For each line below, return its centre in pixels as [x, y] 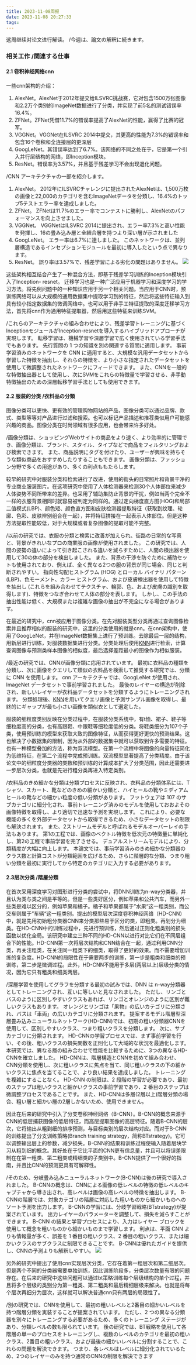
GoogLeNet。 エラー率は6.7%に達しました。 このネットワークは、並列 [100, 240]
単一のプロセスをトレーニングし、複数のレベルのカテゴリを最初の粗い [106, 1334]
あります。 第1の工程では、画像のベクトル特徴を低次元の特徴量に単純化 [102, 834]
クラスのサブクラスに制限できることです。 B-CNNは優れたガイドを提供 [102, 1243]
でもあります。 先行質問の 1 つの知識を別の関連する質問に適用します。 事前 [96, 345]
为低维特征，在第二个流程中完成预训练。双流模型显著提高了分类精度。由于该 [98, 755]
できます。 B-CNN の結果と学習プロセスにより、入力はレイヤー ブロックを [96, 1221]
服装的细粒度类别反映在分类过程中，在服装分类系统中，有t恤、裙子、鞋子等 [96, 719]
